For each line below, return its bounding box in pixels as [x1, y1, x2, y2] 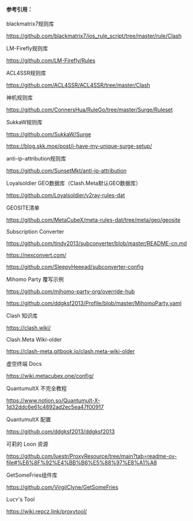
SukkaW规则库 [6, 119, 43, 126]
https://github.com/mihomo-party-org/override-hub [6, 288, 135, 295]
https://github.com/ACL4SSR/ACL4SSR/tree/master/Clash [6, 82, 151, 89]
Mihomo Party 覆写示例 [6, 276, 65, 283]
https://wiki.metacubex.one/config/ [6, 373, 94, 380]
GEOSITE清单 [6, 204, 40, 211]
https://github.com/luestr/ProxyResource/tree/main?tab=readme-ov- [6, 453, 177, 460]
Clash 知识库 [6, 312, 38, 319]
